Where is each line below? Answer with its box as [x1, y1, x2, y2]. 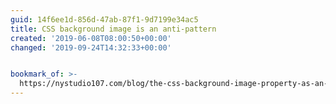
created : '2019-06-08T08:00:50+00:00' [10, 33, 172, 43]
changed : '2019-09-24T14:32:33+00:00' [10, 42, 172, 53]
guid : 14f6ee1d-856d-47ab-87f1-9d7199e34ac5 [10, 14, 199, 25]
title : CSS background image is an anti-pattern [10, 24, 217, 34]
